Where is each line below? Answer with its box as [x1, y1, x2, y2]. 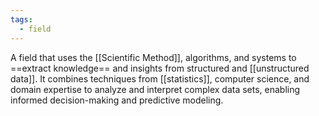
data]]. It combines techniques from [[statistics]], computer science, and [10, 72, 310, 85]
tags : [10, 14, 33, 25]
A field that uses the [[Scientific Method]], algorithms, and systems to [10, 51, 297, 63]
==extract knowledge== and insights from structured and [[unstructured [10, 62, 310, 74]
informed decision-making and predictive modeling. [10, 94, 224, 106]
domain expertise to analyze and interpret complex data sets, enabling [10, 83, 301, 95]
